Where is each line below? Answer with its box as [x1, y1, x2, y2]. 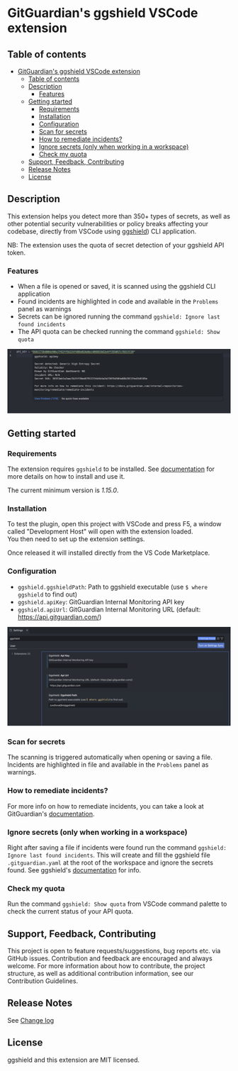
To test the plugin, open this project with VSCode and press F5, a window [7, 520, 222, 528]
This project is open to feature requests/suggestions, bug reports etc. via [7, 947, 221, 955]
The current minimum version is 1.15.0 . [7, 486, 119, 494]
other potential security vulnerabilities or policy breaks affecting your [7, 219, 209, 228]
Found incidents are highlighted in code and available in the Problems [17, 297, 219, 306]
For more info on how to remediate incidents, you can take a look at [7, 801, 204, 810]
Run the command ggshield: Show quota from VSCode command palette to [7, 899, 227, 909]
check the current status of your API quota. [7, 907, 133, 916]
